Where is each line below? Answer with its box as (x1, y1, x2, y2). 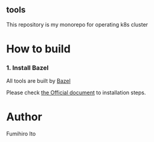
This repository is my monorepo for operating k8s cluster (6, 21, 149, 28)
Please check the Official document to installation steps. (6, 89, 146, 96)
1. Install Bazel (6, 63, 49, 72)
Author (6, 110, 42, 124)
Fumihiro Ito (6, 130, 36, 138)
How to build (6, 42, 71, 56)
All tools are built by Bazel (6, 77, 71, 85)
